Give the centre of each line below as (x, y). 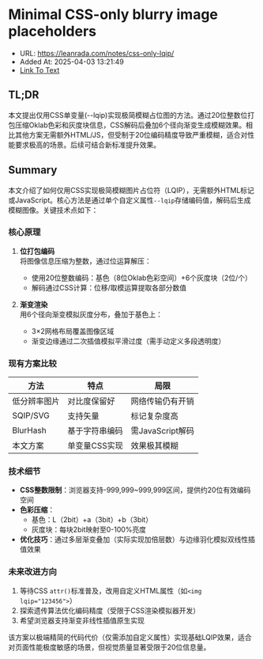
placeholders (53, 31)
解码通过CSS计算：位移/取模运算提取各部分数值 (109, 287)
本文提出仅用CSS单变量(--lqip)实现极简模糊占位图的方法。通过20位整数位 (128, 115)
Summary (33, 170)
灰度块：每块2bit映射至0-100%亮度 (89, 530)
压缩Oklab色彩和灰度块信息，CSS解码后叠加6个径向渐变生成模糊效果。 (130, 125)
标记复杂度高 (155, 416)
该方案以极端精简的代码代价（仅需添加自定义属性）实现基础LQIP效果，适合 (130, 637)
